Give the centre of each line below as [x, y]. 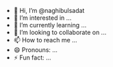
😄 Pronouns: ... [36, 50]
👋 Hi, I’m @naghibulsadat [49, 11]
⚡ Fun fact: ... [32, 57]
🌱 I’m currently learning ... [50, 25]
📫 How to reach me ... [45, 40]
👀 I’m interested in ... [42, 18]
